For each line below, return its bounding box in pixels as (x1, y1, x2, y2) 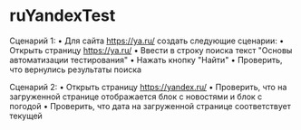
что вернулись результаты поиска (9, 64, 142, 75)
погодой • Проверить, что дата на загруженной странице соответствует (9, 100, 292, 111)
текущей (9, 110, 43, 121)
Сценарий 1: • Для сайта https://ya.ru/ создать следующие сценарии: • (9, 35, 285, 46)
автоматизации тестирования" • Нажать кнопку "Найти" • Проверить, (9, 54, 283, 65)
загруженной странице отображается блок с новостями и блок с (9, 91, 263, 102)
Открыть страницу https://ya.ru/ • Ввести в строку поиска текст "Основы (9, 44, 293, 55)
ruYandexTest (9, 5, 116, 26)
